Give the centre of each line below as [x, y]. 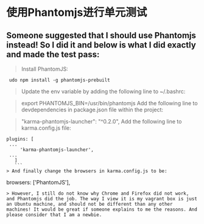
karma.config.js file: [46, 128]
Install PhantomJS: [44, 69]
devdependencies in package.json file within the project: [92, 110]
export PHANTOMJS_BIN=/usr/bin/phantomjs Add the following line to [109, 103]
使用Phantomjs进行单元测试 [77, 12]
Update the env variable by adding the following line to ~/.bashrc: [103, 91]
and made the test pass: [53, 54]
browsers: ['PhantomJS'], [38, 182]
